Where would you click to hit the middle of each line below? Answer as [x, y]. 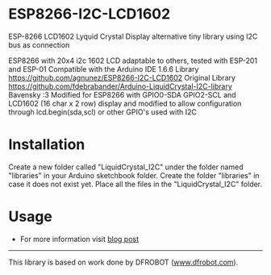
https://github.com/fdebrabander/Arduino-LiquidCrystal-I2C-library [120, 86]
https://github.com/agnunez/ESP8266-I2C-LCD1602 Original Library [122, 77]
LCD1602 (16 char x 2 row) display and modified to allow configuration [125, 103]
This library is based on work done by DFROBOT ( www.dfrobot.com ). [123, 262]
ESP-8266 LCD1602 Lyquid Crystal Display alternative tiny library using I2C [133, 36]
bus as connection [39, 44]
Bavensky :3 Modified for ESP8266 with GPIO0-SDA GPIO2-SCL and [122, 94]
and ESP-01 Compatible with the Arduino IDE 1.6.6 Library [104, 69]
